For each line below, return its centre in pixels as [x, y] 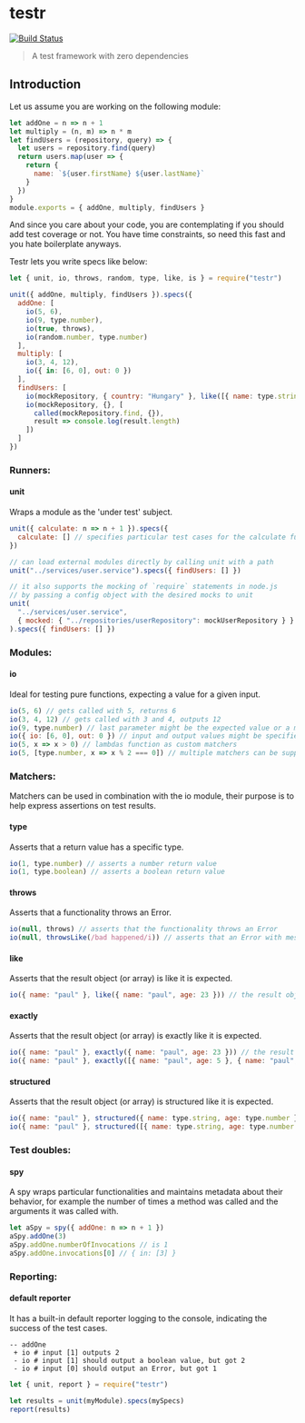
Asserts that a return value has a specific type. [97, 847]
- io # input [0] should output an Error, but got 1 [115, 1368]
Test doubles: [40, 1150]
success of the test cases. [59, 1328]
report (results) [40, 1409]
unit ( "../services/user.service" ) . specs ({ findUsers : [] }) [126, 571]
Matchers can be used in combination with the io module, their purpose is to [152, 796]
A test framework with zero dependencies [110, 55]
